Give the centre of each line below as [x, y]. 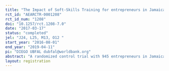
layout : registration [28, 61]
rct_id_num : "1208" [26, 19]
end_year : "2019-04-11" [30, 47]
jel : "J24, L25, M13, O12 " [35, 38]
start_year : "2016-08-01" [32, 42]
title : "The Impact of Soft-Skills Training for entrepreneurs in [76, 10]
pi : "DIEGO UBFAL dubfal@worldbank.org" [48, 51]
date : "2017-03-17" [26, 28]
